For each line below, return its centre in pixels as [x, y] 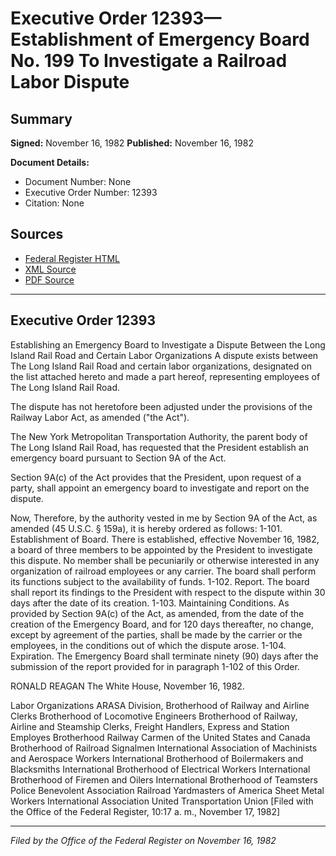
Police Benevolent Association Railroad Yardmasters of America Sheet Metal [167, 790]
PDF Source [49, 279]
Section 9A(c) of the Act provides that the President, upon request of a [156, 477]
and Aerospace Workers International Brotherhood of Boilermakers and [157, 758]
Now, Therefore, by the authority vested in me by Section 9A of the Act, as [164, 518]
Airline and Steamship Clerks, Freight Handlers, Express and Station [150, 726]
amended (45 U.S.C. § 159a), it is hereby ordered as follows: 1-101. [146, 528]
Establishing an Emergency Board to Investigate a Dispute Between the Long [168, 344]
